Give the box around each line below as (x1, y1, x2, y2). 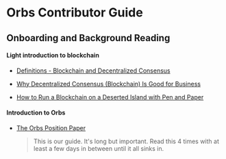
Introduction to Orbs (6, 108, 66, 117)
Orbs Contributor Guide (6, 5, 143, 21)
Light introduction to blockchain (6, 51, 100, 60)
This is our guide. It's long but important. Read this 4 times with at (33, 137, 220, 145)
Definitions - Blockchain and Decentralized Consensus (16, 66, 171, 75)
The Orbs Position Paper (16, 123, 86, 132)
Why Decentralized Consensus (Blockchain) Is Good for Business (16, 79, 201, 88)
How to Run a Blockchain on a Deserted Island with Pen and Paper (16, 93, 204, 101)
